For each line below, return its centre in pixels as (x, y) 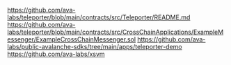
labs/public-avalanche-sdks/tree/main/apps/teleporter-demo (95, 47)
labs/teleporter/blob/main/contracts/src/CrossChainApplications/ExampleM (115, 32)
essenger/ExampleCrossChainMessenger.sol (72, 39)
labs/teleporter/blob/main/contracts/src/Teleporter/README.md (99, 17)
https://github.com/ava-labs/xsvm (56, 54)
